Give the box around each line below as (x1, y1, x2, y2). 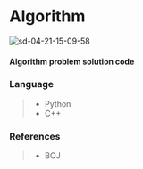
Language (9, 78, 55, 91)
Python (44, 98, 71, 109)
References (9, 130, 61, 142)
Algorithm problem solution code (9, 56, 135, 67)
